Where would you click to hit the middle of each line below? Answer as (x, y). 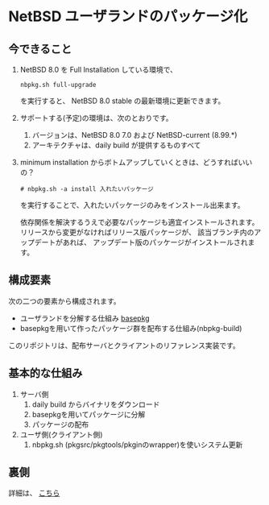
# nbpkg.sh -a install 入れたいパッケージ (87, 189)
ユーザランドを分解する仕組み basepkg (85, 318)
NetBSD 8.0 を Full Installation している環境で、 (98, 70)
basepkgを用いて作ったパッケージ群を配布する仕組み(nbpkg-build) (131, 328)
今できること (40, 49)
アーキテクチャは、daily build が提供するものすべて (116, 145)
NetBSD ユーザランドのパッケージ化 (128, 17)
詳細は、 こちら (34, 493)
